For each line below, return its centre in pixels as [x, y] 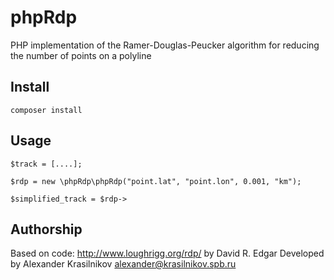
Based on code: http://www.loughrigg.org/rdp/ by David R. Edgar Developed [167, 253]
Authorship [46, 229]
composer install [46, 110]
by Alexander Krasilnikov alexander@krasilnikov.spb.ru [123, 264]
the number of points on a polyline [81, 55]
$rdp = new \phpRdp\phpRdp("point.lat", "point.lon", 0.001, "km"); [156, 181]
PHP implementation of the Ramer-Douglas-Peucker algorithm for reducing [165, 45]
